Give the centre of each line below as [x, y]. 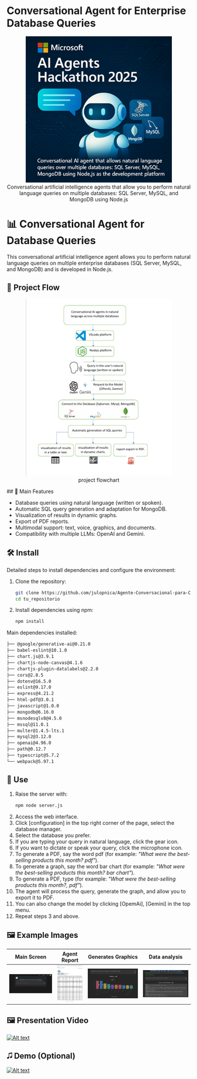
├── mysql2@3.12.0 [29, 737]
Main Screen [31, 957]
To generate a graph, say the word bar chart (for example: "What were [100, 866]
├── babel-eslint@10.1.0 [37, 650]
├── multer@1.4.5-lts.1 [36, 731]
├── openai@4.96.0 [29, 743]
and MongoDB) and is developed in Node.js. [60, 269]
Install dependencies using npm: [54, 610]
